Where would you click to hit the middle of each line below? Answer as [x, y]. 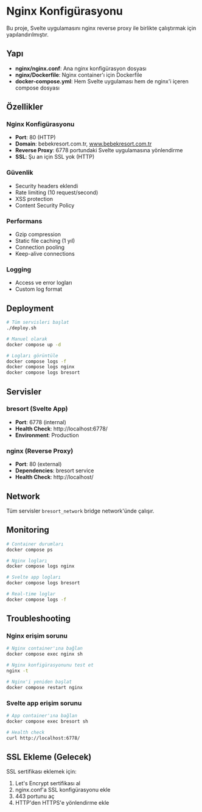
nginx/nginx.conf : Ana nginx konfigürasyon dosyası [81, 68]
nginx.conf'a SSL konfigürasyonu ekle [63, 790]
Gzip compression [38, 234]
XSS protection [34, 198]
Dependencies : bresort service [54, 471]
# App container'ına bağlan [42, 716]
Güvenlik [20, 173]
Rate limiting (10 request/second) [57, 192]
